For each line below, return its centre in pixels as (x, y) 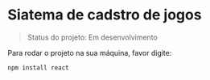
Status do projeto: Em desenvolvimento (92, 37)
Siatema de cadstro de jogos (105, 15)
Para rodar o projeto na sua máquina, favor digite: (90, 53)
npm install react (38, 67)
